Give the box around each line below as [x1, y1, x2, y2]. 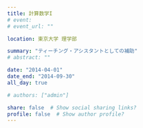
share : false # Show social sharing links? [7, 104, 137, 111]
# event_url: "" [7, 23, 54, 30]
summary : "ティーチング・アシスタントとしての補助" [7, 47, 138, 55]
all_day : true [7, 79, 48, 86]
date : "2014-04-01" [7, 67, 63, 74]
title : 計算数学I [7, 10, 53, 17]
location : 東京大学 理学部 [7, 35, 78, 42]
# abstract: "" [7, 54, 51, 61]
